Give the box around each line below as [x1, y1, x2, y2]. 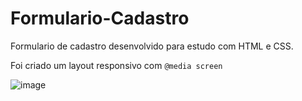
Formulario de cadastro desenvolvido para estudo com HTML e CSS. [10, 40, 294, 52]
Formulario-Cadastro [10, 7, 190, 30]
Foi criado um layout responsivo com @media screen [10, 59, 223, 71]
